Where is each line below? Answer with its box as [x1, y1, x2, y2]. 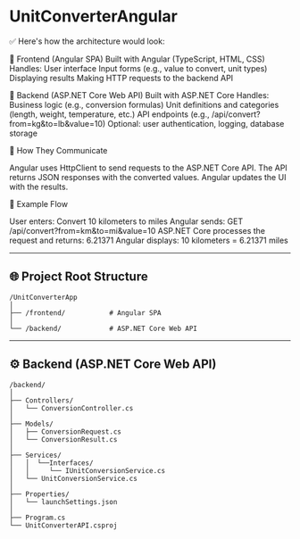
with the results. [9, 181, 69, 192]
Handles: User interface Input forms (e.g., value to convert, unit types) [9, 62, 268, 73]
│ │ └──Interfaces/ [9, 458, 94, 468]
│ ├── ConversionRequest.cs [9, 427, 122, 436]
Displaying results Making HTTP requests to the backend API [9, 72, 234, 83]
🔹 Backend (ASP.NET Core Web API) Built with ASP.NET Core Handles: [9, 89, 270, 100]
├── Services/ [9, 451, 62, 460]
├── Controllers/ [9, 395, 74, 405]
